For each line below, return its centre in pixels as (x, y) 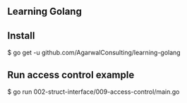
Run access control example (71, 74)
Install (21, 36)
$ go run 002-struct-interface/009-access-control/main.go (93, 92)
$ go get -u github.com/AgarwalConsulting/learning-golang (94, 53)
